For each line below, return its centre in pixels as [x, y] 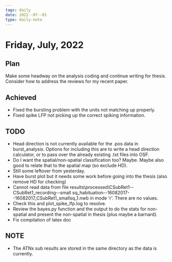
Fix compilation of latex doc [42, 220]
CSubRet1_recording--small [42, 193]
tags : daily [18, 10]
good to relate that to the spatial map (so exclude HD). [70, 165]
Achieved [21, 97]
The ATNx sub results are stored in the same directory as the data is [85, 248]
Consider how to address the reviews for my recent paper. [67, 81]
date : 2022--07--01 [26, 15]
